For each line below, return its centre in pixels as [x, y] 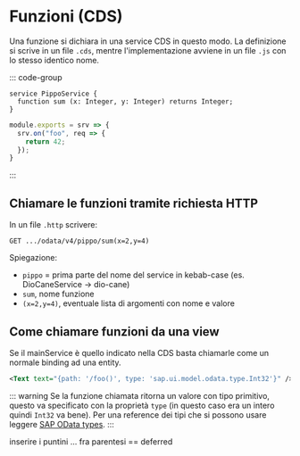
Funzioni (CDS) [66, 17]
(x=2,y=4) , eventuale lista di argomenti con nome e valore [128, 303]
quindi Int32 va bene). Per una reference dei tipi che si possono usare [138, 415]
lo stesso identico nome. [54, 60]
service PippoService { [54, 94]
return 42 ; [46, 141]
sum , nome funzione [58, 294]
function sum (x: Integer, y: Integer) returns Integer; [125, 101]
